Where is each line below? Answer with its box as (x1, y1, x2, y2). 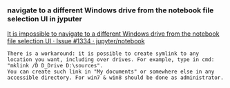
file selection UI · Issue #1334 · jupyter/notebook (7, 37, 145, 45)
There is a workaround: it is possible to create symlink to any (7, 50, 199, 57)
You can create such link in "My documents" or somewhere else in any (7, 68, 215, 76)
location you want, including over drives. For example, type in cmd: (7, 56, 215, 63)
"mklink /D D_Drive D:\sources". (7, 63, 104, 69)
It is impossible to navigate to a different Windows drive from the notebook (7, 30, 220, 38)
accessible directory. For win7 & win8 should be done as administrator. (7, 74, 224, 81)
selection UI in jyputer (7, 14, 83, 23)
